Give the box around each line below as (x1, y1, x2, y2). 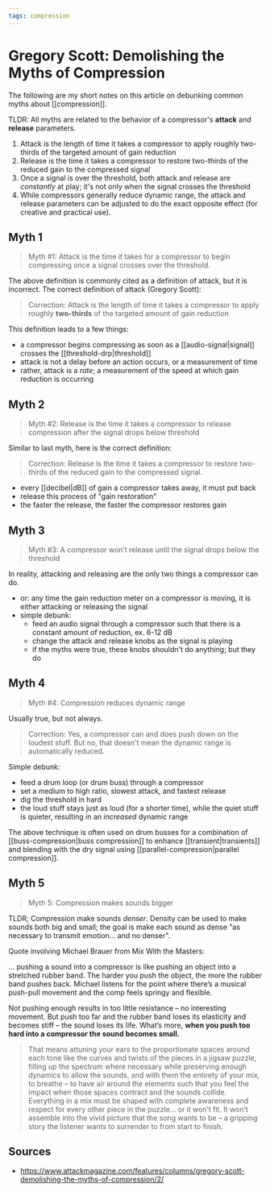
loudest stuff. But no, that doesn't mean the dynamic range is (27, 737, 231, 747)
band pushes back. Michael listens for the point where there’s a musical (8, 978, 247, 988)
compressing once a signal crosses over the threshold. (27, 260, 211, 270)
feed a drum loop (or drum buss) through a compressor (19, 777, 204, 787)
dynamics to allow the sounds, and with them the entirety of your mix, (27, 1069, 260, 1080)
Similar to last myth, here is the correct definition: (8, 443, 172, 453)
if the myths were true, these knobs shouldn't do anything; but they (31, 645, 256, 654)
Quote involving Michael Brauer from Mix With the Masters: (8, 946, 206, 956)
